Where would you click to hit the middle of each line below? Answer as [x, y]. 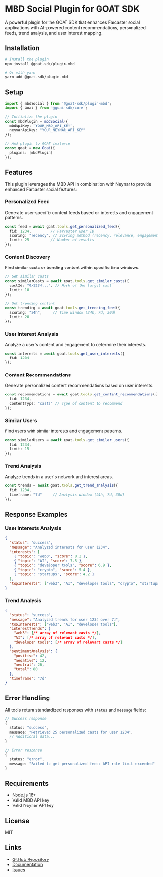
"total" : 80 [26, 669]
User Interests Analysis [33, 528]
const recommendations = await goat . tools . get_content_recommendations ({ [81, 394]
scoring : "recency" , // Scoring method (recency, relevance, [73, 235]
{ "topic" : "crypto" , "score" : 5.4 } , [53, 570]
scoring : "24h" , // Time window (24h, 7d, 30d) [63, 312]
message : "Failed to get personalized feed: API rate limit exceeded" [82, 764]
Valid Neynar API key [33, 805]
